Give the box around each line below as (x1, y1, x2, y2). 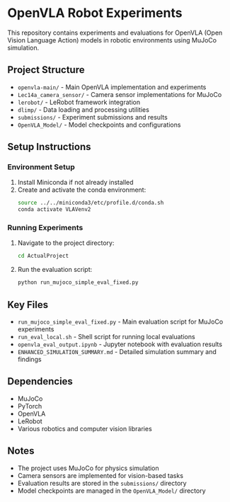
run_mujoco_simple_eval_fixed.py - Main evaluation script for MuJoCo (17, 317, 224, 326)
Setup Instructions (7, 141, 91, 153)
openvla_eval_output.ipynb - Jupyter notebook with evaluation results (17, 340, 223, 348)
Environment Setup (7, 162, 76, 172)
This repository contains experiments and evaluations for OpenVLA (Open (7, 28, 223, 37)
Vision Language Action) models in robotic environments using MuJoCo (7, 35, 217, 44)
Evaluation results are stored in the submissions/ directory (17, 479, 187, 487)
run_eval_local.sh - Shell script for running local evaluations (17, 333, 196, 341)
